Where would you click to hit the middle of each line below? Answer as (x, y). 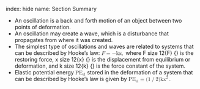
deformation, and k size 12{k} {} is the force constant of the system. (100, 66)
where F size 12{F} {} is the (160, 53)
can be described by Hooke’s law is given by (71, 79)
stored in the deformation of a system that (140, 72)
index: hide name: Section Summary (51, 9)
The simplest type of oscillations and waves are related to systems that (104, 46)
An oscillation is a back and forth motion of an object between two (98, 20)
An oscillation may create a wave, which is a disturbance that (91, 34)
